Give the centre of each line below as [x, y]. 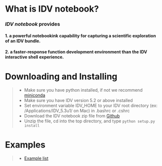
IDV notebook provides [33, 24]
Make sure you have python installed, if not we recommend [83, 90]
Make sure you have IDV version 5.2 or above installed [78, 100]
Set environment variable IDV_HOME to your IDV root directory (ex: [91, 106]
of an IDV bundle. [23, 41]
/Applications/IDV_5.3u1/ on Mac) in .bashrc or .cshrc [77, 111]
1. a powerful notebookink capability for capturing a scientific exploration [81, 35]
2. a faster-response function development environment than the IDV [76, 52]
